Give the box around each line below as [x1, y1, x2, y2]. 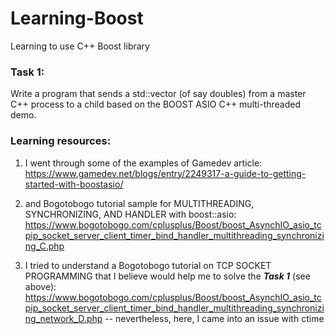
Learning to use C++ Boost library [10, 40, 150, 52]
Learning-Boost [10, 7, 144, 30]
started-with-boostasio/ [24, 178, 124, 190]
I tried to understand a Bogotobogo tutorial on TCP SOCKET [24, 259, 272, 271]
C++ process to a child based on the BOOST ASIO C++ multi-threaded [10, 98, 302, 111]
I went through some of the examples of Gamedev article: [24, 157, 263, 169]
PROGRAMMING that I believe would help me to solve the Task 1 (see [24, 270, 311, 282]
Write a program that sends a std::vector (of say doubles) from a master [10, 88, 307, 100]
